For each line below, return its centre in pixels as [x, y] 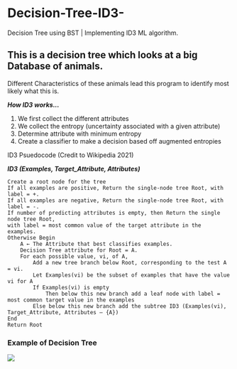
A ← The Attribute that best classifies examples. [97, 244]
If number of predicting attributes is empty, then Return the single [114, 213]
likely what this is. [33, 91]
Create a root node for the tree [57, 182]
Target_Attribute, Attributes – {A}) [63, 312]
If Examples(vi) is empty [71, 287]
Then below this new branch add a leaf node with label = [133, 294]
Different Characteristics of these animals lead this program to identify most [118, 83]
